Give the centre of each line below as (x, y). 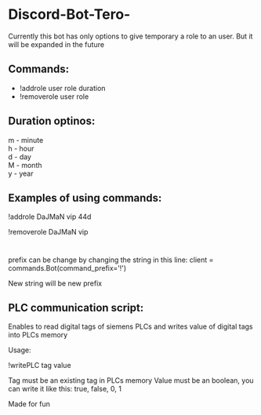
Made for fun (29, 404)
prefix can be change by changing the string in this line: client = (111, 260)
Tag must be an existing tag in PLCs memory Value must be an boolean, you (131, 380)
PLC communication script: (76, 308)
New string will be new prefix (55, 283)
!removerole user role (54, 96)
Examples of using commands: (85, 198)
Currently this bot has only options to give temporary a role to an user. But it (130, 36)
